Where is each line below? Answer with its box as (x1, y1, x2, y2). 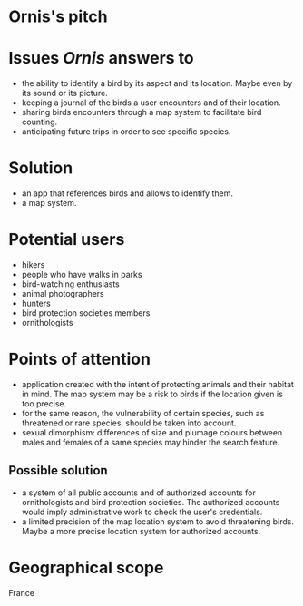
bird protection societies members (21, 308, 151, 318)
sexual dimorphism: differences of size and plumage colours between (21, 426, 283, 437)
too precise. (21, 397, 67, 409)
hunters (21, 298, 51, 308)
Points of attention (8, 349, 151, 369)
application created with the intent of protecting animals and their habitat (21, 378, 294, 389)
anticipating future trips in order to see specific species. (21, 126, 231, 137)
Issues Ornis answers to (8, 48, 194, 69)
